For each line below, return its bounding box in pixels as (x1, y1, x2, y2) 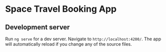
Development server (5, 23, 70, 31)
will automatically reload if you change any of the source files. (5, 41, 132, 47)
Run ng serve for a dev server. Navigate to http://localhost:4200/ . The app (5, 36, 162, 42)
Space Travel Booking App (5, 3, 117, 15)
